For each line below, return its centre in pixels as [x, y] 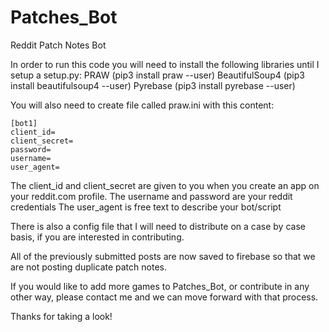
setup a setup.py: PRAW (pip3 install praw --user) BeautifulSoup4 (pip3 [157, 75]
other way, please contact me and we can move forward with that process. [164, 297]
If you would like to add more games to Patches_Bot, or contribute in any [160, 286]
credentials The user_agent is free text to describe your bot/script [146, 207]
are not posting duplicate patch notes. [88, 267]
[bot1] [24, 123]
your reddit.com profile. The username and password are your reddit [151, 196]
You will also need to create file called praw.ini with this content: [142, 105]
